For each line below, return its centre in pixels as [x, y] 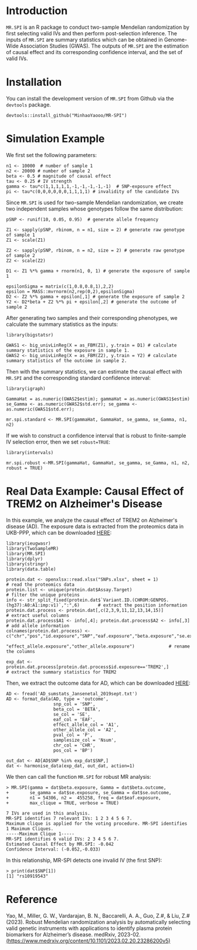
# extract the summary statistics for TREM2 [61, 672]
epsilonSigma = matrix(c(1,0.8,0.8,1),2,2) [60, 286]
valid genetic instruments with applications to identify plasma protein [89, 928]
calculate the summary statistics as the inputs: [62, 324]
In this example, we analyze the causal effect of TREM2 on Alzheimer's [92, 520]
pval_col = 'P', [73, 735]
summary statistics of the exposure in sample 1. [68, 350]
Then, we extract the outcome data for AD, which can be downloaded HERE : [98, 683]
